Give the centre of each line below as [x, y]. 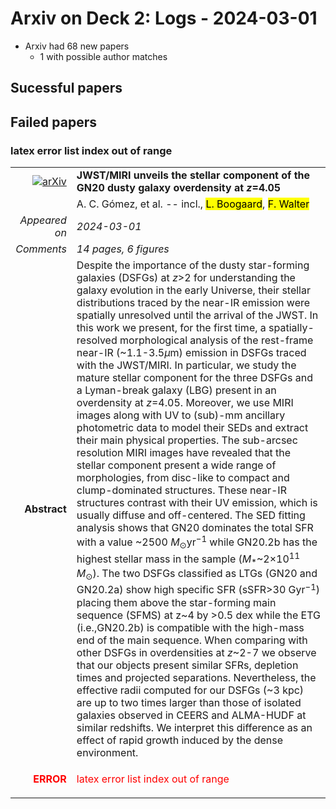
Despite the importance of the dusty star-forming [193, 265]
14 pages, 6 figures [123, 249]
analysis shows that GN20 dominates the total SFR [195, 528]
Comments [41, 249]
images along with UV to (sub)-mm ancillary [181, 415]
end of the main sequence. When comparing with [192, 640]
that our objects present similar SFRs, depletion [187, 665]
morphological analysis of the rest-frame [216, 340]
